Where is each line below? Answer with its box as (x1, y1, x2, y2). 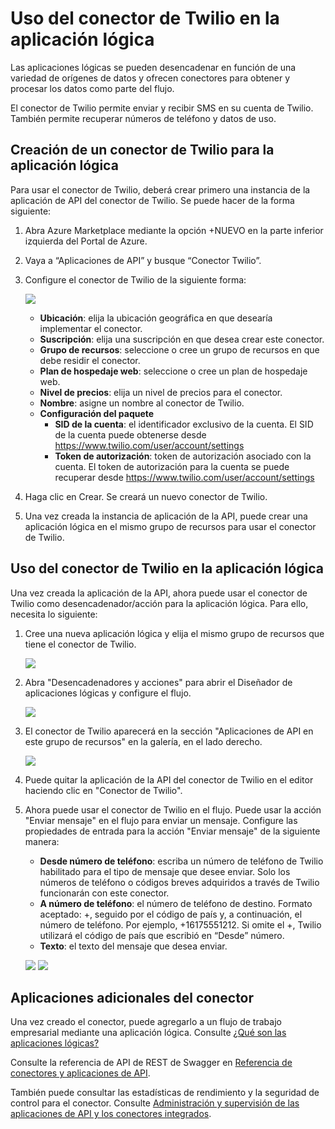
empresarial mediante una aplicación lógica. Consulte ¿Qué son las (10, 1027, 287, 1039)
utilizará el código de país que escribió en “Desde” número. (39, 929, 285, 941)
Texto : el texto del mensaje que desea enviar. (39, 940, 228, 952)
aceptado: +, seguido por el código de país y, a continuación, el (39, 908, 303, 920)
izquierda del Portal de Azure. (24, 235, 148, 247)
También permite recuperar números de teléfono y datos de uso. (10, 112, 277, 124)
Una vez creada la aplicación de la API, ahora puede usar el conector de (10, 587, 308, 599)
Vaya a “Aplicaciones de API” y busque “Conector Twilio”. (24, 254, 262, 266)
